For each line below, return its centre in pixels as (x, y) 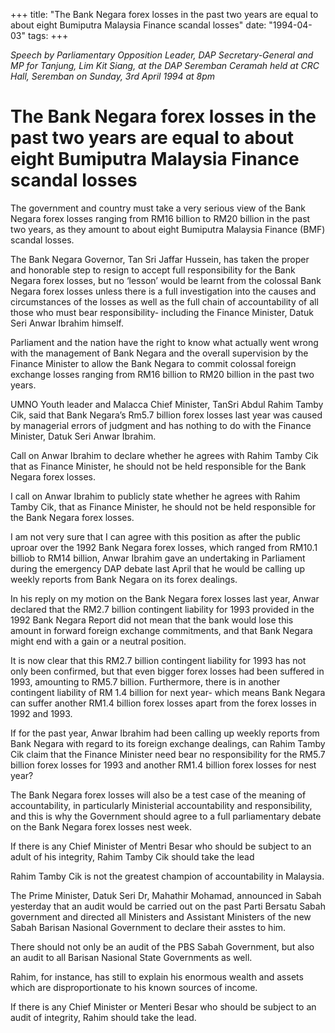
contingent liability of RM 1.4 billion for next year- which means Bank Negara (168, 692)
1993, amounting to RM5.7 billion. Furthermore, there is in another (145, 681)
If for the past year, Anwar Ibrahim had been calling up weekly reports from (165, 733)
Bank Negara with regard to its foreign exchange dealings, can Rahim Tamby (168, 743)
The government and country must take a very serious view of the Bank (158, 208)
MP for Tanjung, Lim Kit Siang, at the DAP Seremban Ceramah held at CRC (165, 65)
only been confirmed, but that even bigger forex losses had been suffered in (167, 671)
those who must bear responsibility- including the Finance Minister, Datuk (162, 312)
